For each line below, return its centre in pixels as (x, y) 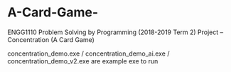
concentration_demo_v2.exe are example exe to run (83, 61)
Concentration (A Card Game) (51, 39)
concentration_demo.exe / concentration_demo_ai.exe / (88, 53)
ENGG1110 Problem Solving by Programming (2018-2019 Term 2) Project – (116, 32)
